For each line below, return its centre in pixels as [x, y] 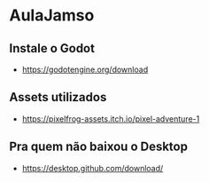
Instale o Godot [52, 48]
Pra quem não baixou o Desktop [99, 147]
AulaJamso [52, 16]
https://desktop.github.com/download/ [93, 168]
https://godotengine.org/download [85, 69]
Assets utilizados [58, 97]
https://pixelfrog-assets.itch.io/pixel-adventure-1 [111, 119]
